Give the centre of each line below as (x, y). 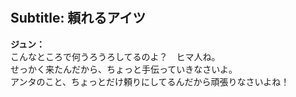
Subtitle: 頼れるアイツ (78, 18)
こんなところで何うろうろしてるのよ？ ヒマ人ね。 (115, 56)
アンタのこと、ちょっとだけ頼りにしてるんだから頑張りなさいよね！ (150, 81)
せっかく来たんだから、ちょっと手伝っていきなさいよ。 (124, 69)
